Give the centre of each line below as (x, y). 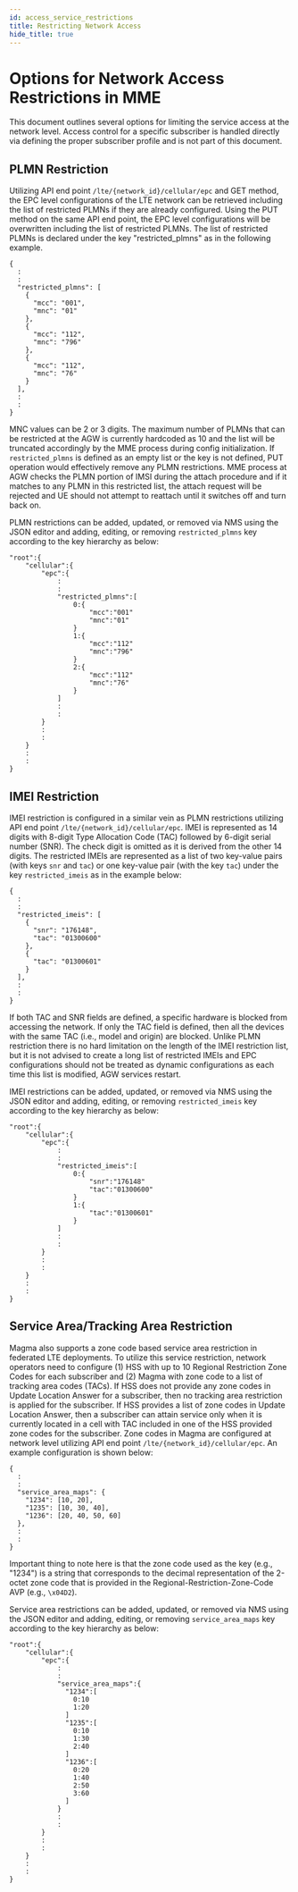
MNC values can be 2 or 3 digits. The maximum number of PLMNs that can (147, 429)
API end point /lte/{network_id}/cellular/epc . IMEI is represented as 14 (144, 827)
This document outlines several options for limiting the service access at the (149, 122)
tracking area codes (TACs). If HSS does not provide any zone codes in (140, 1385)
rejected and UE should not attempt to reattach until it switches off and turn (148, 496)
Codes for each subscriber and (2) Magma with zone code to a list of (136, 1376)
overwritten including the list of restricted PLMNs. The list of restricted (139, 229)
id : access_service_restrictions (71, 17)
